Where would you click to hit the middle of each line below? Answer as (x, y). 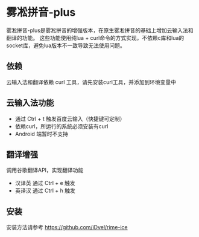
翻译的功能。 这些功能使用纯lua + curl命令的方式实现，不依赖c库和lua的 (95, 37)
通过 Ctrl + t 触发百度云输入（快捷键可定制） (70, 118)
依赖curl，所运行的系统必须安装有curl (62, 126)
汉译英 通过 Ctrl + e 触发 (45, 183)
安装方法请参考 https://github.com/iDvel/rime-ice (67, 227)
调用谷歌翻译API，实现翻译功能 (45, 170)
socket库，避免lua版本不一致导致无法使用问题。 (66, 45)
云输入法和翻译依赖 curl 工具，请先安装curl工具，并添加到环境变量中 (91, 82)
